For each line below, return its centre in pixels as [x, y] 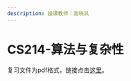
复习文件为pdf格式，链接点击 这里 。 [58, 70]
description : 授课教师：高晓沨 [48, 13]
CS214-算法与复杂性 [65, 49]
